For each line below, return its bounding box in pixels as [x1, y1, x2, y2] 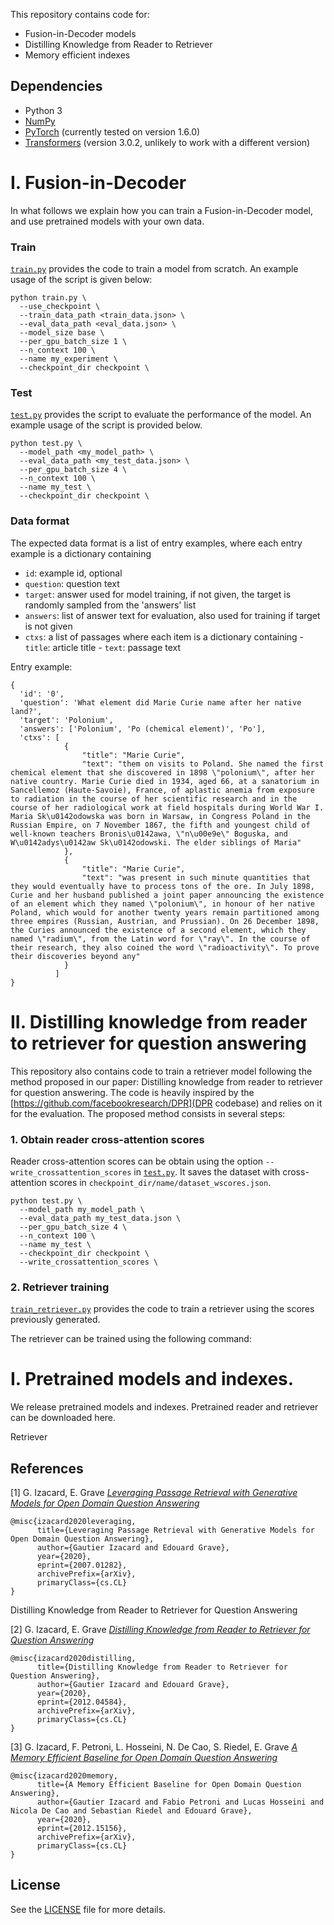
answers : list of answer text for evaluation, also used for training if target [24, 609, 321, 621]
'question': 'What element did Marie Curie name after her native [19, 697, 302, 708]
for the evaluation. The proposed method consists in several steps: [10, 1107, 286, 1119]
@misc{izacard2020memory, [10, 1770, 118, 1781]
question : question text [24, 577, 120, 589]
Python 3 [24, 104, 63, 116]
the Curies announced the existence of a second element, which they [10, 925, 307, 935]
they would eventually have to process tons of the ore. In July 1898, [10, 881, 315, 891]
